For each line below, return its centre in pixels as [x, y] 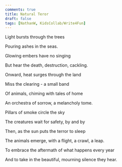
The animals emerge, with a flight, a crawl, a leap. [55, 141]
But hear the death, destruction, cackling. [47, 65]
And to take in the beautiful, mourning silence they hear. [61, 160]
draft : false [18, 19]
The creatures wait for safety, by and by [45, 122]
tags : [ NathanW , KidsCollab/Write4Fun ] [45, 23]
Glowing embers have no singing [38, 56]
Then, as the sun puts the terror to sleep [45, 131]
